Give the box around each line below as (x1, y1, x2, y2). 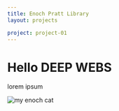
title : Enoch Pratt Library (7, 10, 90, 17)
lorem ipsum (7, 82, 43, 91)
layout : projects (7, 17, 58, 24)
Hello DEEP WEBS (7, 59, 112, 75)
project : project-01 (7, 29, 68, 36)
